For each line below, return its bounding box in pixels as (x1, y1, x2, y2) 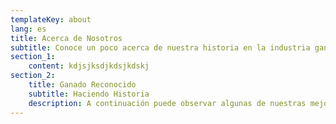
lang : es (10, 24, 47, 34)
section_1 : (10, 52, 56, 62)
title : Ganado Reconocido (28, 80, 137, 90)
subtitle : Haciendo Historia (28, 89, 150, 99)
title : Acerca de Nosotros (10, 33, 123, 43)
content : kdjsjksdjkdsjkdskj (28, 61, 150, 71)
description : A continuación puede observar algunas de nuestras (28, 98, 307, 108)
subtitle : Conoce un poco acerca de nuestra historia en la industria (10, 42, 311, 53)
